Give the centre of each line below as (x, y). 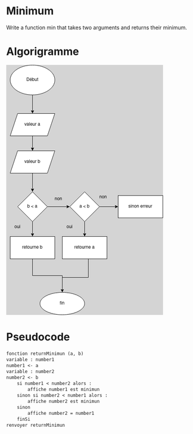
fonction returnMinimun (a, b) (45, 354)
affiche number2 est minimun (64, 401)
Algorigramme (43, 52)
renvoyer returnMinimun (36, 425)
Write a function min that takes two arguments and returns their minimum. (97, 27)
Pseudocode (38, 337)
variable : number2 (30, 371)
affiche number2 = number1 (61, 413)
